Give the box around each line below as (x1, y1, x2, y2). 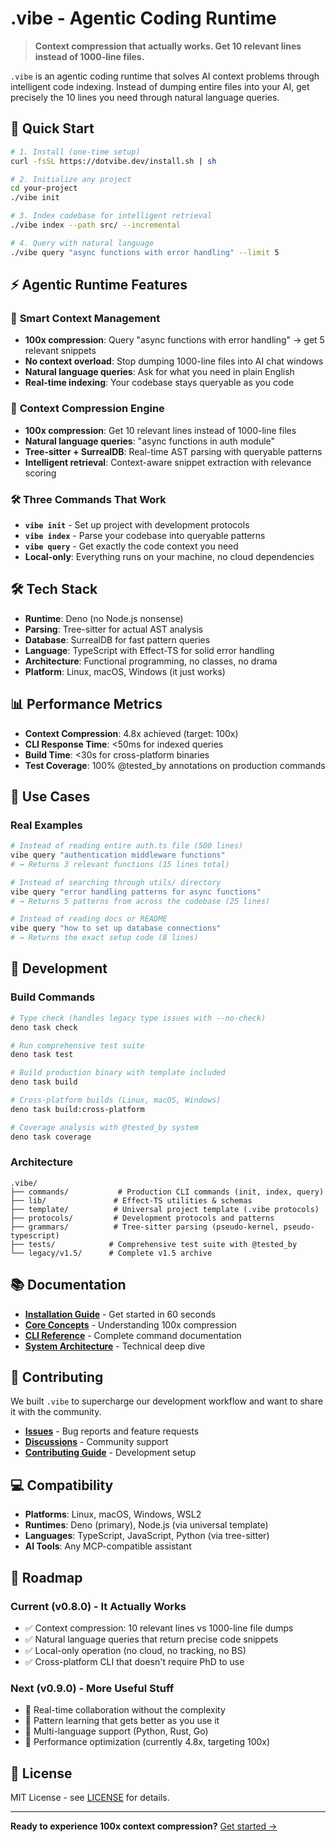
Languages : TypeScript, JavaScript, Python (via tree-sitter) (24, 1530, 270, 1542)
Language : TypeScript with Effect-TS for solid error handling (24, 644, 275, 656)
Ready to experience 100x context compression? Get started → (10, 1820, 278, 1832)
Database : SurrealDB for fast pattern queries (24, 633, 211, 646)
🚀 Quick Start (10, 120, 95, 137)
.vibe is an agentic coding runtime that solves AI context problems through (10, 70, 320, 82)
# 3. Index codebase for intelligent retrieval (10, 211, 213, 221)
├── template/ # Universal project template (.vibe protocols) (10, 1204, 320, 1214)
